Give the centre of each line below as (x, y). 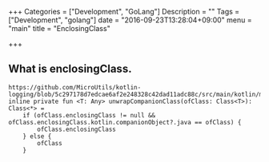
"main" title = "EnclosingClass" (59, 28)
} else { (37, 136)
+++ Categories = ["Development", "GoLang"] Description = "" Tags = (124, 12)
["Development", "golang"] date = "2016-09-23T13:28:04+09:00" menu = (130, 20)
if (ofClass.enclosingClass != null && (89, 115)
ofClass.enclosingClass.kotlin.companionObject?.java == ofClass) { (125, 122)
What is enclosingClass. (70, 69)
